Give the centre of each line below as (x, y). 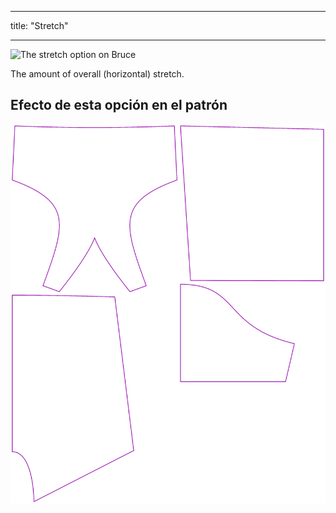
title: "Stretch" (39, 25)
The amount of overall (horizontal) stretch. (97, 74)
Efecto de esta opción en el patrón (119, 105)
